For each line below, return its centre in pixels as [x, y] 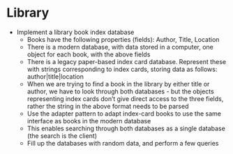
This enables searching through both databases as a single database [126, 128]
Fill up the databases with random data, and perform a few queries [123, 143]
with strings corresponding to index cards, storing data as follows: [122, 69]
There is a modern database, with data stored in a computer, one [120, 47]
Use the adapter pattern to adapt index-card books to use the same [124, 114]
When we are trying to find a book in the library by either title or [118, 84]
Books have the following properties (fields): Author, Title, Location [123, 39]
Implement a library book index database [75, 32]
